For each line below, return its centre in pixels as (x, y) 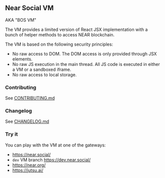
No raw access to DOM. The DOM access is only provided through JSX (84, 54)
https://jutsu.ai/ (28, 170)
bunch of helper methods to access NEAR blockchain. (60, 34)
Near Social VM (30, 8)
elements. (22, 59)
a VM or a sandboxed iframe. (42, 69)
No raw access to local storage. (44, 74)
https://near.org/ (29, 165)
